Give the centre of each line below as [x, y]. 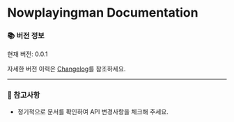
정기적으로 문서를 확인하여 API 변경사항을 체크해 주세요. [93, 112]
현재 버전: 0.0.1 [28, 54]
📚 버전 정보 [26, 36]
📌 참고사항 [24, 95]
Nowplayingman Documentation [103, 13]
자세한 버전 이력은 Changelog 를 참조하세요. [67, 69]
